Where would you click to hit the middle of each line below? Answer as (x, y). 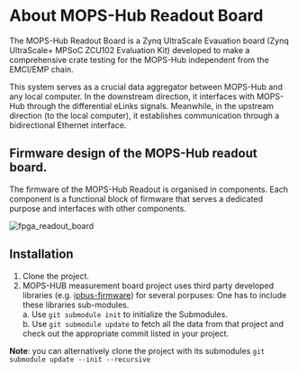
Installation (41, 255)
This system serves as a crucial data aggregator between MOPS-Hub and (146, 86)
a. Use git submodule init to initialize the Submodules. (125, 314)
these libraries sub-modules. (76, 305)
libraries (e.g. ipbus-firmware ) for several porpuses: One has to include (154, 295)
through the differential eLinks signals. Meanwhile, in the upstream (150, 105)
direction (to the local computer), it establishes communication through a (144, 115)
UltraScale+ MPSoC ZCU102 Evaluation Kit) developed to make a (130, 50)
